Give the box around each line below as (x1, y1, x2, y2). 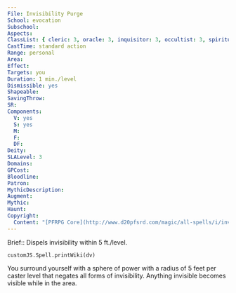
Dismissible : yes (7, 82, 58, 89)
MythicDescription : (7, 186, 65, 193)
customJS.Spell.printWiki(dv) (7, 252, 96, 259)
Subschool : (7, 23, 39, 30)
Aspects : (7, 29, 33, 37)
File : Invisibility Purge (7, 10, 83, 18)
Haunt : (7, 206, 27, 213)
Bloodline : (7, 173, 39, 180)
